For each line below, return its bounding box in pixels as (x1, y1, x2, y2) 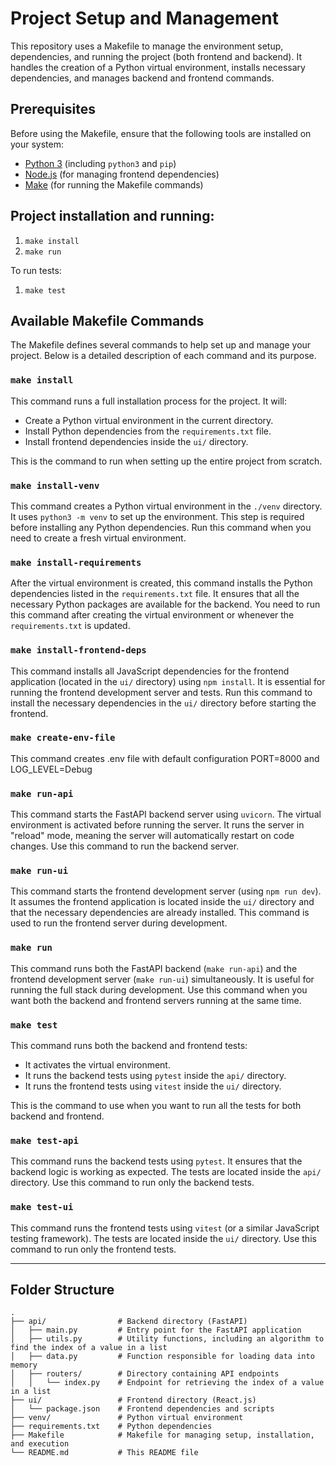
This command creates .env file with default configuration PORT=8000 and (10, 752, 320, 764)
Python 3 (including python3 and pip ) (24, 157, 177, 169)
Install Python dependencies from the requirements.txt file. (24, 425, 272, 437)
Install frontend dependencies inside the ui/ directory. (24, 435, 249, 447)
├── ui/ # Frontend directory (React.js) (10, 1395, 257, 1406)
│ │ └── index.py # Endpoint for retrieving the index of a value (10, 1378, 325, 1388)
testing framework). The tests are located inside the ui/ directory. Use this (10, 1232, 317, 1244)
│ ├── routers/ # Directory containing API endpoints (10, 1369, 280, 1379)
